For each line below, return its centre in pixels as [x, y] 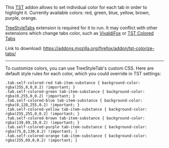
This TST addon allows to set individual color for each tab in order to [76, 7]
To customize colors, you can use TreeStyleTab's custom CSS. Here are [80, 68]
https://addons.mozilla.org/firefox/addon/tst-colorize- [99, 48]
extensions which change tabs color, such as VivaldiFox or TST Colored [80, 33]
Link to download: [24, 48]
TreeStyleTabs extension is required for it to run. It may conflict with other [81, 28]
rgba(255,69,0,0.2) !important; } [41, 140]
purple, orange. [21, 18]
